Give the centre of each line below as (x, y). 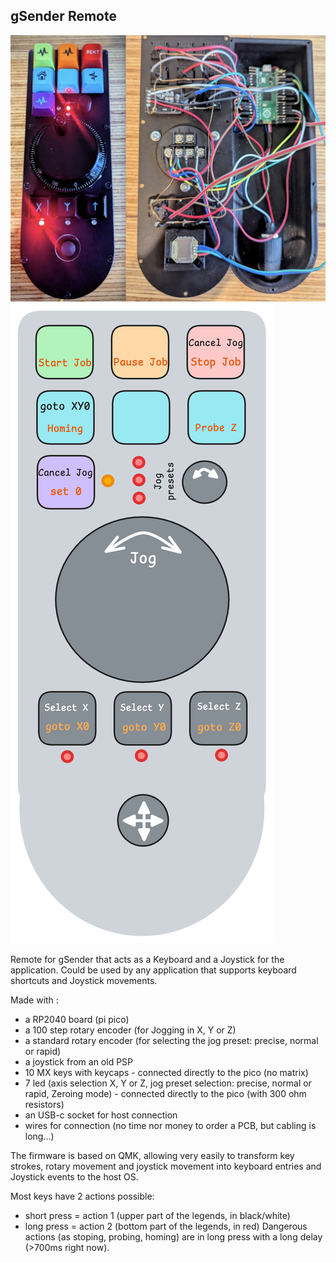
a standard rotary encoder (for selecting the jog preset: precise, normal (171, 1041)
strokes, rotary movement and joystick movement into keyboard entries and (166, 1166)
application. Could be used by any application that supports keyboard (153, 970)
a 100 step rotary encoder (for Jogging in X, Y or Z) (130, 1030)
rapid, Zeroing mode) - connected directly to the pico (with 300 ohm (165, 1094)
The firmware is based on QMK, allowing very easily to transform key (152, 1156)
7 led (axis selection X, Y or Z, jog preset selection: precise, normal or (168, 1083)
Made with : (34, 1000)
